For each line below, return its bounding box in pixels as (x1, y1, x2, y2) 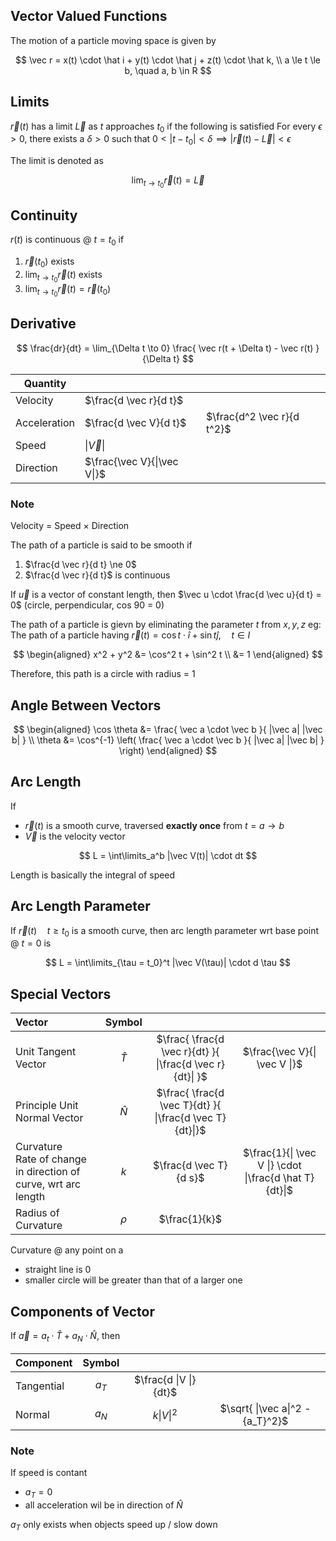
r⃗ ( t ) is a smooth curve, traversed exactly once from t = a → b (24, 819, 285, 831)
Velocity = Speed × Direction (10, 520, 130, 532)
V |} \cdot (257, 1159, 302, 1173)
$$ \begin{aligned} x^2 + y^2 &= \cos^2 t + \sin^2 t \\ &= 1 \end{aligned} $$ (13, 649, 323, 661)
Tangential (15, 1379, 65, 1393)
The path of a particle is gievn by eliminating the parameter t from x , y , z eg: (10, 619, 322, 631)
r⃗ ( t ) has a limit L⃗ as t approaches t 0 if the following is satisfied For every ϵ (10, 120, 323, 134)
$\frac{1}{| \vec (242, 1146, 317, 1160)
